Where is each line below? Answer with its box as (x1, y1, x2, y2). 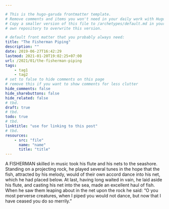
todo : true (5, 114, 28, 120)
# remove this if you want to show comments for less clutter (5, 81, 138, 87)
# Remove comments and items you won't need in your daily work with (5, 16, 154, 22)
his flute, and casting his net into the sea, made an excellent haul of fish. (5, 182, 155, 188)
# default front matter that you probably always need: (5, 35, 125, 40)
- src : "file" (14, 138, 44, 143)
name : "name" (18, 142, 46, 147)
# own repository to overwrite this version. (5, 26, 102, 31)
